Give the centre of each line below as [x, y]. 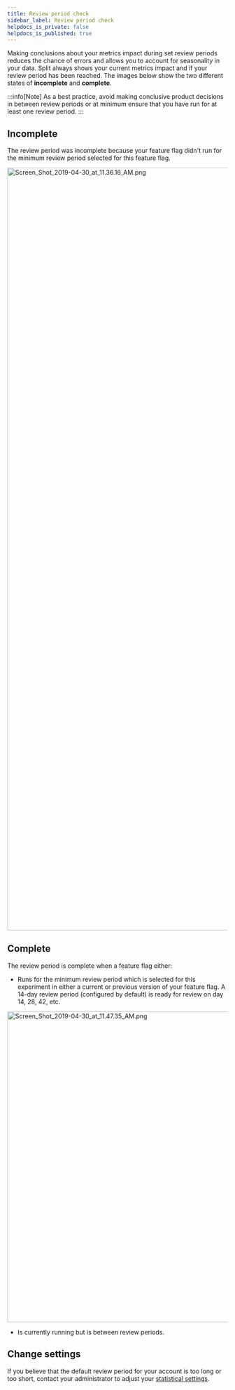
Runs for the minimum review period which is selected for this [106, 979]
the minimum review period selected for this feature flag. [89, 158]
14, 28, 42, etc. [39, 1001]
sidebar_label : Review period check [60, 20]
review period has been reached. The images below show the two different [115, 76]
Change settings [44, 1354]
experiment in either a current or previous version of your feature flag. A [121, 987]
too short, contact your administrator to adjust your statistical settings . [108, 1378]
